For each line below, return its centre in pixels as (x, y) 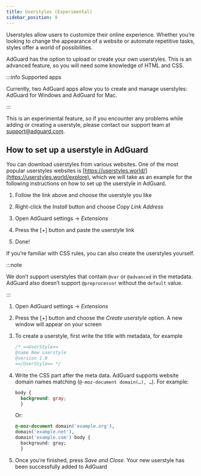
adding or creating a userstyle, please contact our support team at (88, 124)
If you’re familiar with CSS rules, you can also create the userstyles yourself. (100, 254)
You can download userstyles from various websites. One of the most (92, 164)
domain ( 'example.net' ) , (45, 432)
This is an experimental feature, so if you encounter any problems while (95, 118)
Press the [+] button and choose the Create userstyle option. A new (99, 318)
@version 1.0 (31, 358)
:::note (14, 265)
